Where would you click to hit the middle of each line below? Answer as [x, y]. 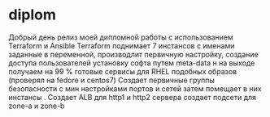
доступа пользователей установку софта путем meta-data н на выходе [132, 63]
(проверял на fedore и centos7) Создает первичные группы [112, 80]
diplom [33, 15]
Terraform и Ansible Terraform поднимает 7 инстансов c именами [122, 45]
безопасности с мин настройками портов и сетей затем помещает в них [135, 88]
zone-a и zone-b [37, 106]
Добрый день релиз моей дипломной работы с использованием [121, 37]
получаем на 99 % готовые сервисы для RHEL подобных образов [123, 71]
